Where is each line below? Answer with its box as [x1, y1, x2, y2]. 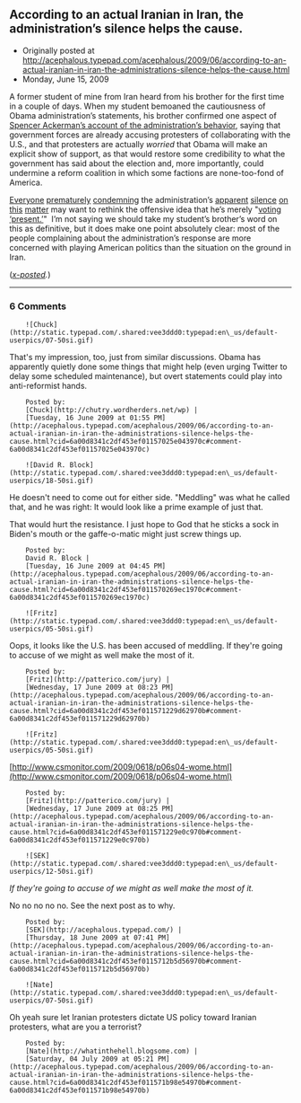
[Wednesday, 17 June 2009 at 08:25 [25, 804, 159, 814]
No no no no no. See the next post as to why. [9, 900, 176, 911]
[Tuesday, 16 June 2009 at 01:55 [25, 413, 150, 423]
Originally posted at [21, 45, 95, 56]
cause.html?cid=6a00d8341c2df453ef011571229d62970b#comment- [9, 707, 243, 716]
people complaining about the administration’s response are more [9, 233, 252, 243]
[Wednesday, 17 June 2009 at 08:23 [25, 683, 159, 693]
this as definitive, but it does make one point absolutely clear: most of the [9, 223, 280, 234]
